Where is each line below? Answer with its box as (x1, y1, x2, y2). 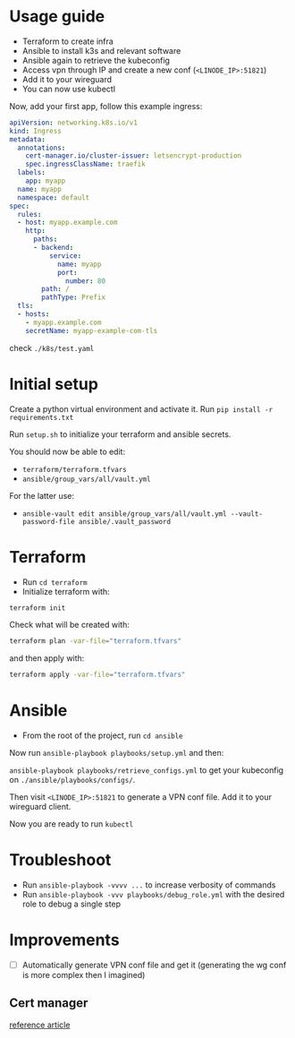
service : (48, 251, 82, 261)
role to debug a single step (21, 898, 122, 910)
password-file (21, 517, 75, 526)
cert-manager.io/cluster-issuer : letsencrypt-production (25, 151, 242, 160)
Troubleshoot (9, 850, 112, 871)
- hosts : (17, 310, 50, 319)
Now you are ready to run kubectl (9, 819, 134, 829)
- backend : (32, 244, 74, 253)
